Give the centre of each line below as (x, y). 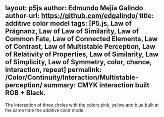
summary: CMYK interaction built (97, 85)
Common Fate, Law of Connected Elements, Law (82, 39)
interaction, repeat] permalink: (53, 70)
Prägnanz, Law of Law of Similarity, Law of (72, 31)
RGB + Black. (26, 93)
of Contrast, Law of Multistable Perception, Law (80, 47)
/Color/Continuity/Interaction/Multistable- (72, 78)
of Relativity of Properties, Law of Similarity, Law (82, 55)
